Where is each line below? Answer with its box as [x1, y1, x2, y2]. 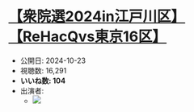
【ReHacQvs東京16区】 [8, 27, 167, 46]
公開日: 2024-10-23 [19, 56, 86, 65]
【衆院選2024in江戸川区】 [8, 7, 186, 26]
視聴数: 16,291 [19, 65, 67, 75]
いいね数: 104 [19, 76, 66, 85]
